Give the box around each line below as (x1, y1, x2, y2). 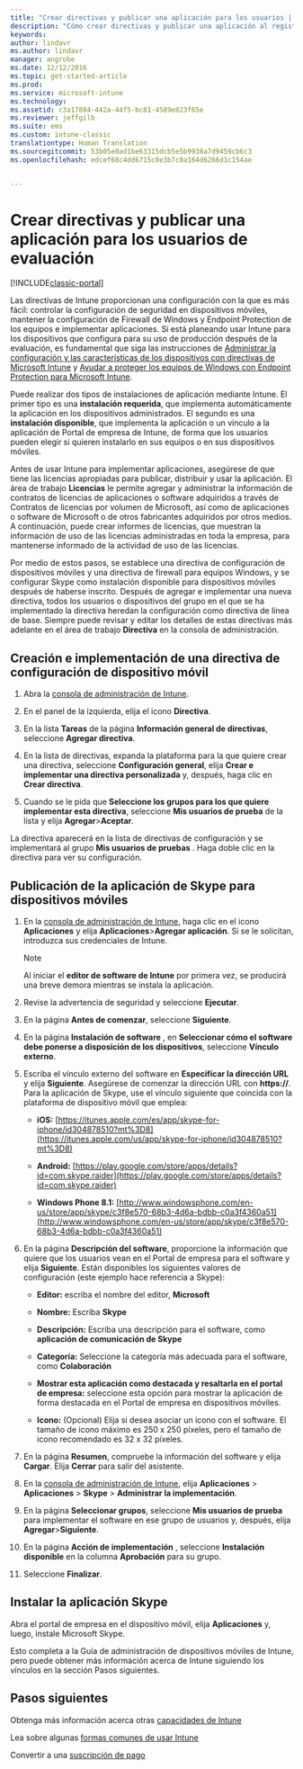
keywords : (10, 30, 48, 39)
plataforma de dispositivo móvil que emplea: (22, 1097, 188, 1108)
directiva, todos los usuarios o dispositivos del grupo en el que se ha (10, 595, 264, 607)
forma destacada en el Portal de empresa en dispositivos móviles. (36, 1398, 281, 1408)
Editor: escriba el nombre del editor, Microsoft (36, 1290, 210, 1300)
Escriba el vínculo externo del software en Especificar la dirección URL (22, 1068, 289, 1079)
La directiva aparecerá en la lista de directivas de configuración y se (10, 833, 263, 844)
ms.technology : (10, 96, 67, 106)
